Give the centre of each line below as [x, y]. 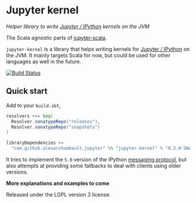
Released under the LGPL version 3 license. [58, 195]
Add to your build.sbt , [34, 105]
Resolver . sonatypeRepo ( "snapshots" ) [56, 127]
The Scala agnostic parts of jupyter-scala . [56, 37]
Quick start [27, 91]
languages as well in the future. [44, 61]
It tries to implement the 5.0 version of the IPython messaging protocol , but [96, 159]
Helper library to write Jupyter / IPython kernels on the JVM [78, 26]
